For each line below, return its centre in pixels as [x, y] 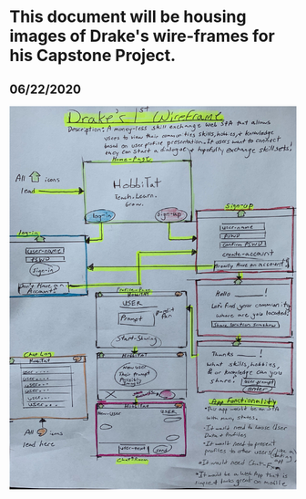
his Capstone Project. [92, 56]
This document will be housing [128, 17]
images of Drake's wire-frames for [142, 36]
